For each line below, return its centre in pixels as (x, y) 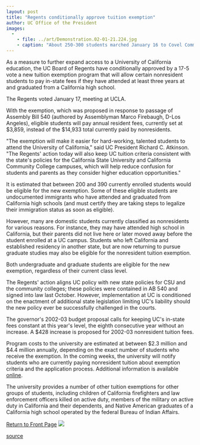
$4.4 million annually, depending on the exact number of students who (93, 350)
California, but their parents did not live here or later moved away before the (99, 234)
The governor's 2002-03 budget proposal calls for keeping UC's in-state (96, 319)
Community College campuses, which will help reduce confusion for (90, 166)
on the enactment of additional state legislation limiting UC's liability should (98, 301)
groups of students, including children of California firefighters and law (93, 393)
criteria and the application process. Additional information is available (92, 369)
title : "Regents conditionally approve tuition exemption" (81, 17)
